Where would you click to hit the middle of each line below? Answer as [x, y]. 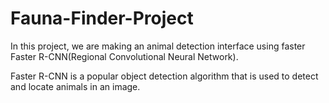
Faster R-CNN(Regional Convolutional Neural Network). [124, 56]
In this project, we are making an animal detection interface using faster [158, 46]
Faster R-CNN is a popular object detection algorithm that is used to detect [164, 76]
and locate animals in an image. [75, 86]
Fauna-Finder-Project [102, 18]
